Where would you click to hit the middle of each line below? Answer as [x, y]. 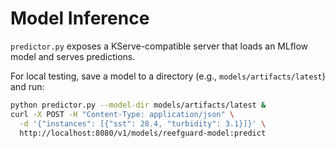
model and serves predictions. [73, 56]
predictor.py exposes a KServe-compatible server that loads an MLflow [159, 46]
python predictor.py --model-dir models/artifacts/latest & [138, 105]
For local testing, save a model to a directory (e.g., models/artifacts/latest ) [168, 76]
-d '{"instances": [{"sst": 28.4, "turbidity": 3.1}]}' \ [143, 123]
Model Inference [80, 18]
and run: [27, 86]
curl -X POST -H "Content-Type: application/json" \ [122, 114]
